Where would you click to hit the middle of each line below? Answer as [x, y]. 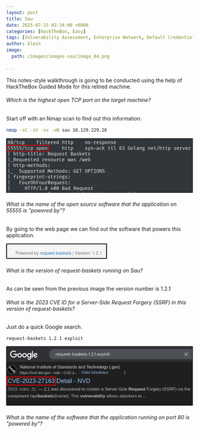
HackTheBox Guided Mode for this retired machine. [69, 87]
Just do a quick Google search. [44, 327]
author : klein [24, 44]
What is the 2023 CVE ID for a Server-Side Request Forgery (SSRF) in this [96, 302]
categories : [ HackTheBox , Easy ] [46, 31]
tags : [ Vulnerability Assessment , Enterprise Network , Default [86, 38]
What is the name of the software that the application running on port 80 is [98, 417]
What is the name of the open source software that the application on [92, 204]
